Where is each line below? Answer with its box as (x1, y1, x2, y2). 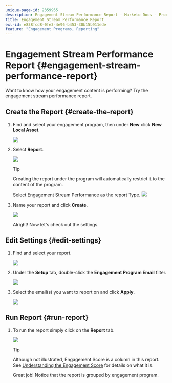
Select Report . (12, 146, 44, 152)
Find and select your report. (12, 250, 72, 256)
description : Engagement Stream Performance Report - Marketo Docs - (5, 12, 157, 17)
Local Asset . (12, 127, 40, 133)
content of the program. (12, 181, 63, 187)
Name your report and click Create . (12, 201, 88, 208)
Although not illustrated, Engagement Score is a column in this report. (12, 356, 160, 362)
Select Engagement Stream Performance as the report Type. (12, 192, 141, 198)
